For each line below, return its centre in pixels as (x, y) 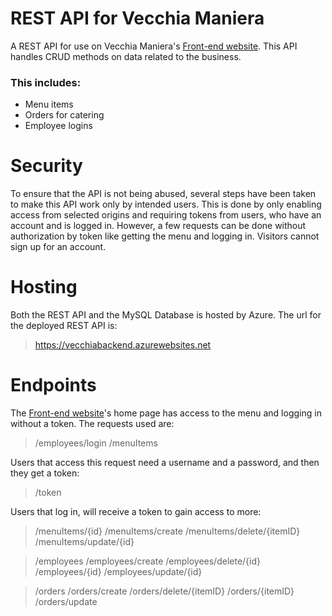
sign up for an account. (58, 247)
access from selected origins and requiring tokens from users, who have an (166, 215)
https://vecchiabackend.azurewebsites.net (123, 345)
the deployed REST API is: (64, 326)
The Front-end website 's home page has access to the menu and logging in (166, 413)
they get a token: (45, 473)
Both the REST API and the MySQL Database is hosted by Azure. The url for (166, 315)
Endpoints (53, 385)
